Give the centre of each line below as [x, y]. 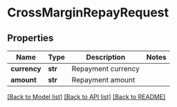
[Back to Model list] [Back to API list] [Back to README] [86, 97]
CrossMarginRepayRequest [88, 13]
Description [106, 57]
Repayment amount [103, 80]
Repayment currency [105, 69]
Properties [30, 38]
